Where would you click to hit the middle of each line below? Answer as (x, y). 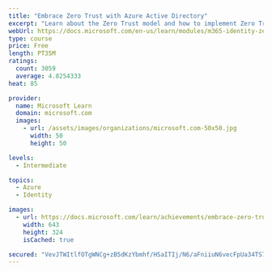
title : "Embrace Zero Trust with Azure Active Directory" (108, 16)
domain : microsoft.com (54, 113)
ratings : (23, 61)
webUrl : (21, 31)
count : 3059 (36, 69)
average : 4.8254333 (49, 76)
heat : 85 (23, 83)
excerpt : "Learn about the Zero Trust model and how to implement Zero (132, 23)
